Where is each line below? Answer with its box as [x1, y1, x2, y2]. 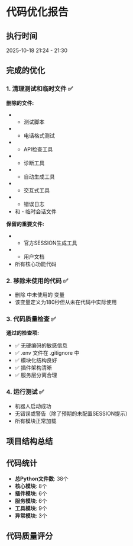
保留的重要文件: [6, 220, 44, 227]
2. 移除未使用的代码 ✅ [6, 277, 69, 285]
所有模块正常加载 [14, 417, 57, 424]
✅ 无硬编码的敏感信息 [14, 342, 68, 349]
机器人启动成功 [14, 402, 51, 409]
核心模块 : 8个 [14, 482, 47, 489]
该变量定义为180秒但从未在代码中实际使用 [14, 298, 117, 306]
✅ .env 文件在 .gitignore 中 [14, 349, 80, 356]
